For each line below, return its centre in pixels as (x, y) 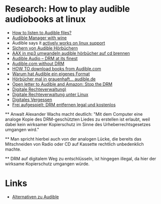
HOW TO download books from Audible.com (56, 68)
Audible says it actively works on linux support (58, 43)
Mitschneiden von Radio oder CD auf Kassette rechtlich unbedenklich (74, 144)
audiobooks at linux (46, 19)
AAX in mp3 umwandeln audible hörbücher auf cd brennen (71, 53)
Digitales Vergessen (32, 99)
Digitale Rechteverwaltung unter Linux (50, 94)
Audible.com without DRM (38, 63)
